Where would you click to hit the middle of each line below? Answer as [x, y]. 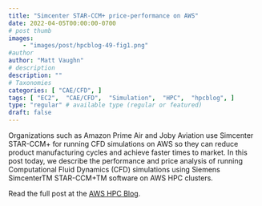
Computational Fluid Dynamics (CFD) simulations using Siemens [114, 170]
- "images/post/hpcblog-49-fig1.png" [86, 46]
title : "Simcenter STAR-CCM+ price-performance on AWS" [103, 16]
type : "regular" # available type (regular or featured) [105, 105]
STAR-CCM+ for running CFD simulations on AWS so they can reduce [123, 144]
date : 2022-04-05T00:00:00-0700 [62, 23]
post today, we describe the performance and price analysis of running [125, 161]
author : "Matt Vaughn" [46, 61]
